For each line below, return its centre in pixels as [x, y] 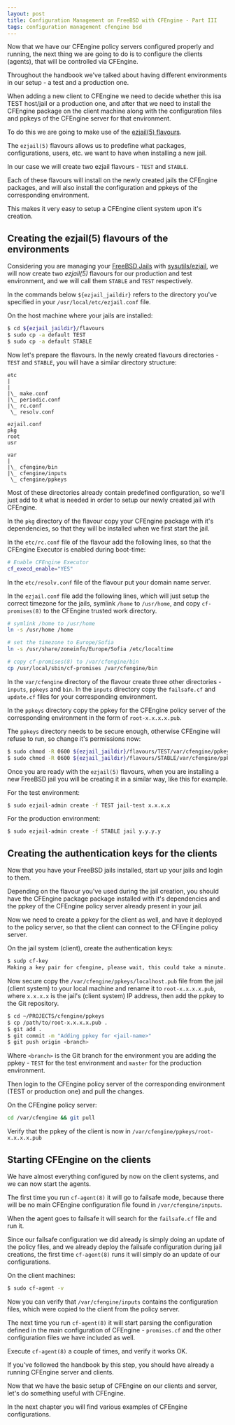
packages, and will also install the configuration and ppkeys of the [102, 188]
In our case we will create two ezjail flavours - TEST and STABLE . [98, 167]
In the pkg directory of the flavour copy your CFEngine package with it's [111, 521]
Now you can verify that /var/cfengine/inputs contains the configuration [113, 1302]
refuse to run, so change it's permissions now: [74, 738]
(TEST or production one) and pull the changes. [76, 1091]
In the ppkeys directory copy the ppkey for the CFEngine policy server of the [116, 710]
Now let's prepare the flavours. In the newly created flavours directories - [113, 355]
